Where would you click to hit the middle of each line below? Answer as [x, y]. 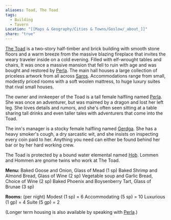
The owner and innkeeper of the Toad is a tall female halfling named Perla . [84, 97]
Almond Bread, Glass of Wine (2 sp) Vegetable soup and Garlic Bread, [79, 176]
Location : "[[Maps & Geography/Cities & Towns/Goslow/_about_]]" [76, 29]
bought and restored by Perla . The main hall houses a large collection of [81, 70]
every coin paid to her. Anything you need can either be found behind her [83, 140]
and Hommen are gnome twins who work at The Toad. [63, 160]
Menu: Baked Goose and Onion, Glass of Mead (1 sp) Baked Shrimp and [81, 170]
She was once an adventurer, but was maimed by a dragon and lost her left [84, 102]
